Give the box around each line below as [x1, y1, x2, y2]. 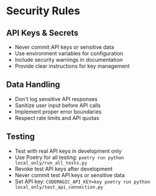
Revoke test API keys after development [14, 165, 113, 172]
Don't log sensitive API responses [14, 95, 98, 102]
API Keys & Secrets [6, 28, 79, 38]
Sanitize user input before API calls [14, 102, 101, 109]
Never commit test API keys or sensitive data [14, 171, 125, 179]
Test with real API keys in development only [14, 147, 122, 154]
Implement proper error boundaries [14, 108, 102, 115]
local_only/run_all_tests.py [14, 160, 88, 166]
